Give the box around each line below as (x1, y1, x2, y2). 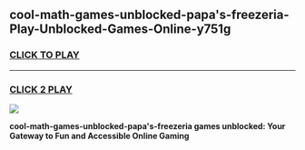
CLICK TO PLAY (9, 49, 80, 62)
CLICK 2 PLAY (9, 83, 73, 95)
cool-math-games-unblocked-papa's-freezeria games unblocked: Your (9, 120, 286, 131)
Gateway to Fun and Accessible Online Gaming (9, 130, 190, 141)
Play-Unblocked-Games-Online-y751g (9, 22, 231, 37)
